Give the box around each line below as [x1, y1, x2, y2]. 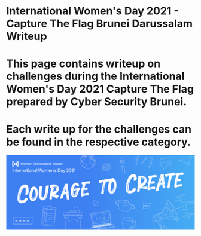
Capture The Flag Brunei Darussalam [6, 17, 193, 30]
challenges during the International [6, 70, 185, 83]
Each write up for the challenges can [6, 122, 192, 136]
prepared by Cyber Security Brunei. [6, 95, 187, 109]
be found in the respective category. [6, 135, 191, 149]
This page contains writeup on [6, 57, 161, 71]
